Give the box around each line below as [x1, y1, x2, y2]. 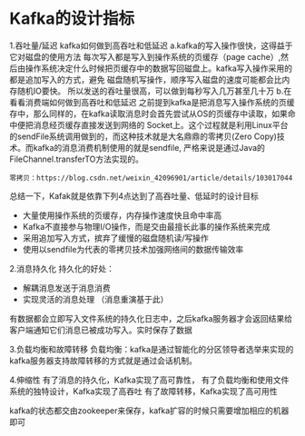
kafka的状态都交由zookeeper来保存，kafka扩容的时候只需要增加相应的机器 [9, 405, 290, 416]
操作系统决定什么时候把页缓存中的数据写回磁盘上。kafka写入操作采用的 [25, 63, 293, 74]
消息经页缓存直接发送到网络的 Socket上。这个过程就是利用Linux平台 [33, 119, 289, 130]
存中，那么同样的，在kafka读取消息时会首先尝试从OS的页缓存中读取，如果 [9, 108, 288, 119]
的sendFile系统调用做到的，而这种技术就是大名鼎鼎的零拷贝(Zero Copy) [9, 131, 277, 142]
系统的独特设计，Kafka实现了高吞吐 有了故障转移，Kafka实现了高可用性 [9, 385, 278, 396]
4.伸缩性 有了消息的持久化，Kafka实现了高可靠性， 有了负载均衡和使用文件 [9, 374, 290, 385]
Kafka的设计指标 [9, 8, 135, 29]
